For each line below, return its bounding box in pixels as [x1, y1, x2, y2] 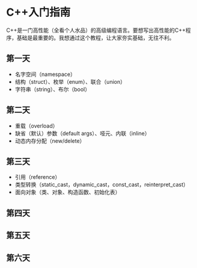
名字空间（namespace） [14, 70, 76, 78]
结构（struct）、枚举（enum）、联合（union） [14, 78, 126, 85]
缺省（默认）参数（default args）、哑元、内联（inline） [14, 129, 150, 137]
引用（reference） [14, 173, 61, 181]
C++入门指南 [6, 5, 71, 19]
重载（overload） [14, 122, 58, 129]
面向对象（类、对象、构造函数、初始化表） [14, 189, 121, 196]
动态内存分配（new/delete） [14, 137, 85, 145]
